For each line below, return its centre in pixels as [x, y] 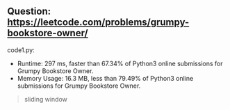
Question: [29, 11]
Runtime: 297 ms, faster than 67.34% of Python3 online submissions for [120, 63]
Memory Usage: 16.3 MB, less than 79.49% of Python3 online [105, 78]
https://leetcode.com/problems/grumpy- [98, 23]
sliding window [46, 99]
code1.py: [21, 50]
